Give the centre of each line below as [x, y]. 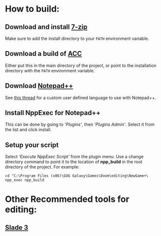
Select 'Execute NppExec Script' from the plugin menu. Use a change [74, 157]
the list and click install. [28, 130]
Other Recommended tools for [67, 199]
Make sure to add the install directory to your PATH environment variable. [77, 38]
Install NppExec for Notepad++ [53, 113]
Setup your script [32, 145]
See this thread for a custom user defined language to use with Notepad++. [80, 98]
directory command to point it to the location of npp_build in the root [74, 162]
